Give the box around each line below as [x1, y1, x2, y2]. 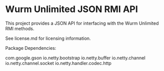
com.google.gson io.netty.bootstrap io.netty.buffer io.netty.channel [5, 54, 146, 61]
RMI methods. [5, 25, 35, 31]
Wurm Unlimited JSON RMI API [5, 4, 138, 15]
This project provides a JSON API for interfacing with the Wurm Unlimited [5, 20, 159, 26]
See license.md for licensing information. [5, 35, 91, 41]
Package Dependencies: [5, 45, 57, 51]
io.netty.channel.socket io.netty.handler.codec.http [5, 60, 112, 66]
